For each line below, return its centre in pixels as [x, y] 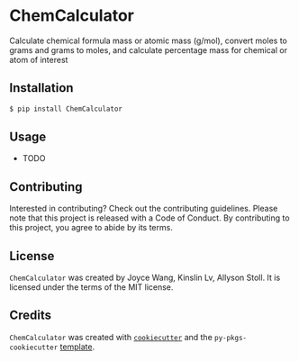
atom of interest [39, 59]
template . [77, 347]
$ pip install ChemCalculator [66, 109]
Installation [41, 88]
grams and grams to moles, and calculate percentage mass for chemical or [149, 50]
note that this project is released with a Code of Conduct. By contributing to [149, 218]
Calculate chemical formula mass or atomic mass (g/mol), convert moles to [149, 41]
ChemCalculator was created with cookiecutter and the [111, 337]
